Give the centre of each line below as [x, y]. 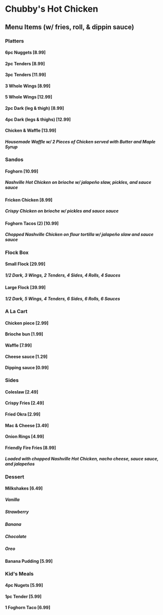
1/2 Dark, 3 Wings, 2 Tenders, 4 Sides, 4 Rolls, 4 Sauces [63, 275]
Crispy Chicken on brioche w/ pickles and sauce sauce [62, 211]
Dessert [15, 476]
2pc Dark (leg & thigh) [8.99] [35, 108]
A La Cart [16, 312]
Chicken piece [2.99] [27, 323]
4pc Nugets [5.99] [24, 585]
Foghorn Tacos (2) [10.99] [32, 223]
